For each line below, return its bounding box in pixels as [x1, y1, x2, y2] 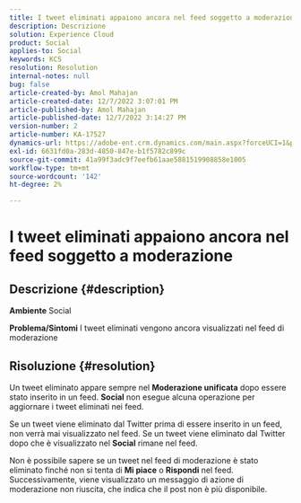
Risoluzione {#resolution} [9, 358, 156, 374]
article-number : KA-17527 [9, 130, 106, 139]
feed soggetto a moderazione [9, 246, 233, 266]
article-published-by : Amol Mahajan [9, 105, 146, 114]
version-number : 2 [9, 122, 78, 131]
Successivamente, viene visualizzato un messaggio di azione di [9, 473, 245, 485]
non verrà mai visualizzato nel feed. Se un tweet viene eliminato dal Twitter [9, 428, 286, 438]
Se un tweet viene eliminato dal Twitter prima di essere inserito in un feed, [9, 419, 283, 429]
